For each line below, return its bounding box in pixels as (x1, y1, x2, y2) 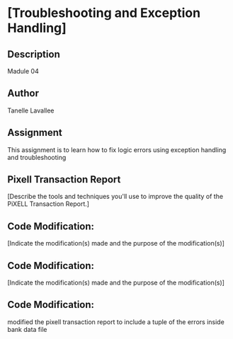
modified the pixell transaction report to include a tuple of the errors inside (7, 317, 225, 326)
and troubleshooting (7, 153, 67, 161)
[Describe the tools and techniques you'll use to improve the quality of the (7, 193, 224, 201)
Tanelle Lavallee (7, 106, 55, 115)
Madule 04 (7, 67, 39, 75)
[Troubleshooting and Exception (7, 5, 200, 21)
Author (7, 87, 39, 100)
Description (7, 48, 60, 60)
